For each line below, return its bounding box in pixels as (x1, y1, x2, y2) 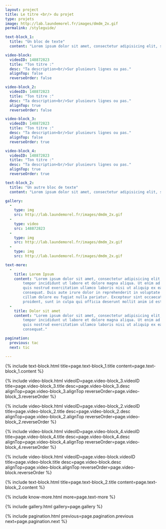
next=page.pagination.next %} (5, 518, 68, 524)
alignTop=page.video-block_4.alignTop (5, 439, 84, 445)
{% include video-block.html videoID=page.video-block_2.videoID (5, 403, 140, 409)
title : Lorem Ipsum (14, 271, 54, 277)
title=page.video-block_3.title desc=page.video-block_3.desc (5, 383, 130, 389)
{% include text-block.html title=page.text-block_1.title (5, 363, 115, 369)
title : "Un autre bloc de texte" (9, 185, 79, 190)
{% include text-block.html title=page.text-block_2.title (5, 479, 117, 485)
